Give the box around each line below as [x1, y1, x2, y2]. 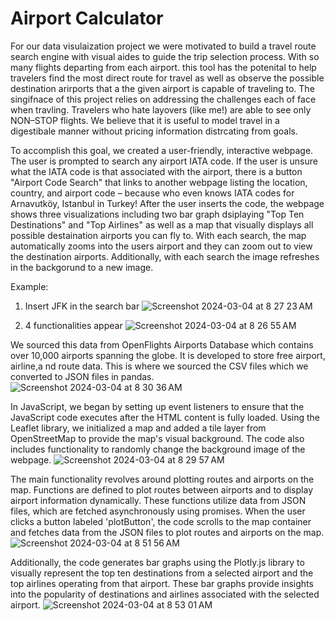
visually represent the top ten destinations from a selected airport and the [10, 567, 314, 579]
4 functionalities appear [24, 319, 123, 331]
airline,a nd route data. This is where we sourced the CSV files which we [10, 360, 309, 372]
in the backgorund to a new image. [10, 261, 154, 273]
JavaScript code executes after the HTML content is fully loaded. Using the [10, 411, 321, 423]
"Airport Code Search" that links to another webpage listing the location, [10, 176, 308, 188]
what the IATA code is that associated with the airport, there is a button [10, 165, 303, 177]
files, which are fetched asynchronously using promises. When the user [10, 505, 306, 517]
